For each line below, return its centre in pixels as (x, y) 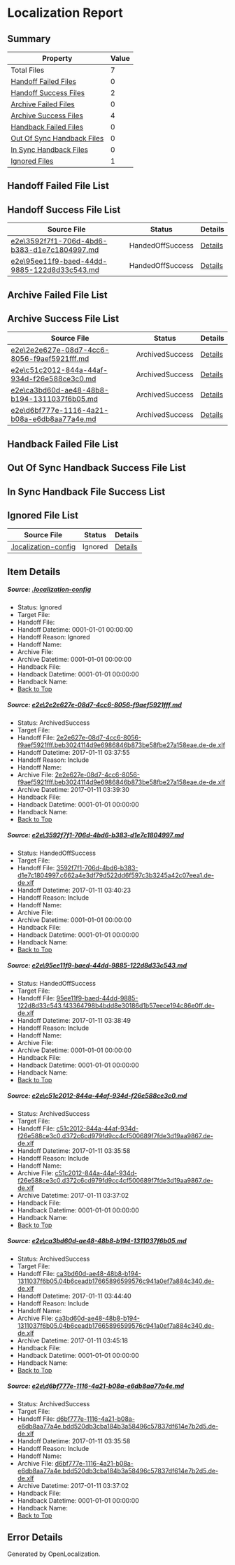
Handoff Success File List (64, 210)
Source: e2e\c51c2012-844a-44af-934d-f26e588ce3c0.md (97, 1096)
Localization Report (65, 13)
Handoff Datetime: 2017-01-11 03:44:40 (74, 1296)
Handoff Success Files (48, 93)
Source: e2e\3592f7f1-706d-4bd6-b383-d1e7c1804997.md (95, 835)
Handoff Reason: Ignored (54, 637)
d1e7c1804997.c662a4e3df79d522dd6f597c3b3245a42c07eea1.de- (116, 875)
